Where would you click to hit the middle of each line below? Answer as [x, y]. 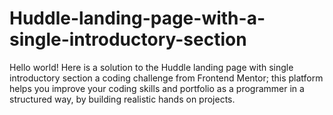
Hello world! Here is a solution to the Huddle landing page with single [151, 67]
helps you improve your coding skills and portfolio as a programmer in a [157, 88]
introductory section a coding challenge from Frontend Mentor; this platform [166, 78]
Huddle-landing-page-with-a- [137, 18]
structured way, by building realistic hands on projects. [122, 99]
